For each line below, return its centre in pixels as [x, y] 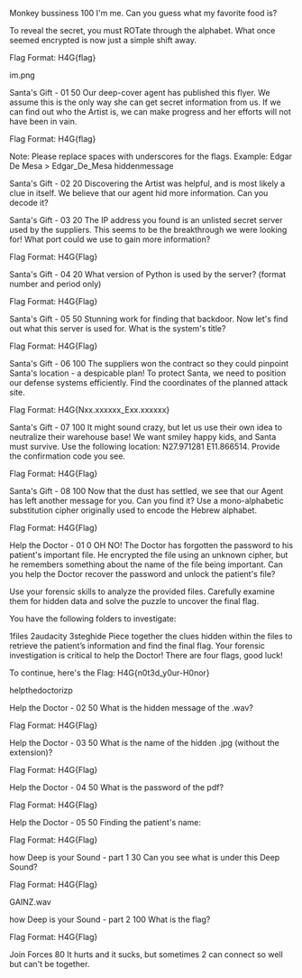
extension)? [31, 752]
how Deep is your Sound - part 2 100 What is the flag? [110, 919]
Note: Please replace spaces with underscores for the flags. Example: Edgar [151, 156]
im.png [23, 75]
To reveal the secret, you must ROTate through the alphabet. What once [142, 30]
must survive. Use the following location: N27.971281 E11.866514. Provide [145, 447]
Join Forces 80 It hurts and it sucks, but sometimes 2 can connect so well [146, 955]
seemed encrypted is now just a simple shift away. [103, 40]
